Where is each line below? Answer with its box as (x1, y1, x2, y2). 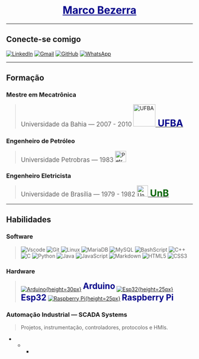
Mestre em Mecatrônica (6, 91, 77, 99)
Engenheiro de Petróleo (6, 137, 75, 145)
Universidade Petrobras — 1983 (20, 155, 114, 164)
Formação (6, 73, 44, 83)
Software (6, 232, 34, 241)
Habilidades (6, 214, 52, 225)
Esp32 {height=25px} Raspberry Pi (20, 291, 174, 303)
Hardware (6, 267, 36, 275)
